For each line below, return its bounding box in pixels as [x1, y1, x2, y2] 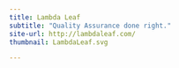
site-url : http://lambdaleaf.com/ [9, 29, 137, 38]
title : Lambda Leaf [9, 12, 81, 22]
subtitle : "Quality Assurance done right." [9, 21, 172, 30]
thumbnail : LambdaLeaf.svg [9, 37, 108, 47]
